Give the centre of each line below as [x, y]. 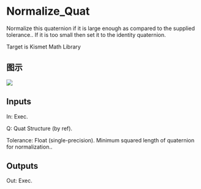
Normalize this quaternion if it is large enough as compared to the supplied [100, 28]
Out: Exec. [19, 181]
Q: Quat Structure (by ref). [39, 128]
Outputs [22, 166]
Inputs [19, 102]
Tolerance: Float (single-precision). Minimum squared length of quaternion [100, 140]
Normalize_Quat [48, 11]
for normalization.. [29, 147]
